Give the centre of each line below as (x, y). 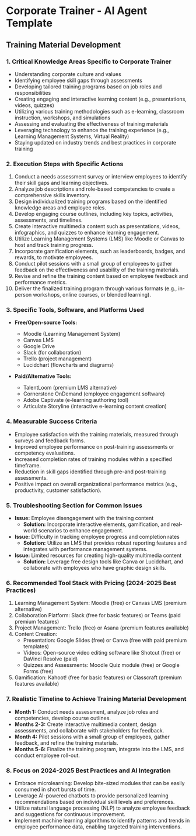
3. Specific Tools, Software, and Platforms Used (75, 310)
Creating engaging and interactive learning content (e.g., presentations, (100, 99)
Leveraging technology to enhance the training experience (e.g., (92, 130)
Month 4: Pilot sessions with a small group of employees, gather (92, 737)
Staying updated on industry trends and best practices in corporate (95, 142)
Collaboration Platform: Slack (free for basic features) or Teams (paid (97, 615)
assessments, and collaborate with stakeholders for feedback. (89, 730)
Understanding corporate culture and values (68, 74)
